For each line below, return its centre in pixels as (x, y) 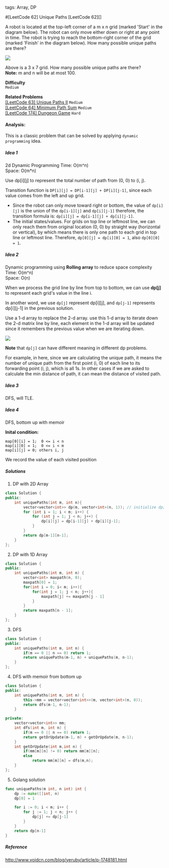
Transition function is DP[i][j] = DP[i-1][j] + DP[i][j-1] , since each (78, 190)
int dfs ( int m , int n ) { (40, 728)
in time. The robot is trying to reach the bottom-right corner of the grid (78, 38)
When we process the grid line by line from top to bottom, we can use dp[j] (83, 288)
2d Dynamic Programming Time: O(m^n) (47, 166)
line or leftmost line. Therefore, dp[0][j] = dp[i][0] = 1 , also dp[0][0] (86, 238)
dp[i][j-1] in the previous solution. (40, 308)
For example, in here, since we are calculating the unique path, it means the (83, 358)
